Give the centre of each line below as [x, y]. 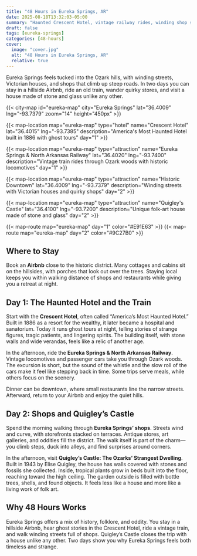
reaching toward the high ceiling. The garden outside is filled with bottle [93, 476]
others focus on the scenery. [41, 378]
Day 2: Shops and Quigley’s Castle [70, 414]
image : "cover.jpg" [35, 50]
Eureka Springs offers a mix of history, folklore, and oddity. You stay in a [93, 521]
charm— [175, 440]
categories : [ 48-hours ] [35, 39]
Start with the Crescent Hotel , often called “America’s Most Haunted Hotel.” [97, 317]
